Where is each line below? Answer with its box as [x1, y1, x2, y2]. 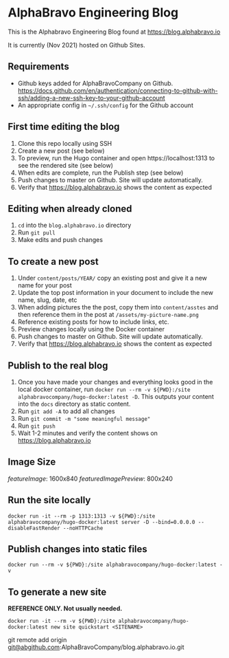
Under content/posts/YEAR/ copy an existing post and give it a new [17, 274, 208, 283]
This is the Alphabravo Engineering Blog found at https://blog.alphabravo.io [8, 28, 221, 36]
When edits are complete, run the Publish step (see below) [17, 168, 184, 177]
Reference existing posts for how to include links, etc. [17, 318, 170, 326]
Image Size [8, 456, 56, 468]
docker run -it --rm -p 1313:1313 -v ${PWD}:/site [8, 512, 156, 520]
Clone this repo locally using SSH [17, 139, 112, 147]
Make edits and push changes [17, 236, 104, 244]
